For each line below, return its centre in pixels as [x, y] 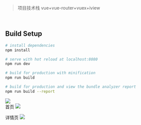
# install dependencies [30, 45]
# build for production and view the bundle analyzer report [71, 87]
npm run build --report [30, 91]
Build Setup [24, 34]
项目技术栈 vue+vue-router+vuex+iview [59, 8]
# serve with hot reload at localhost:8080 [52, 59]
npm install [18, 50]
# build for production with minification [50, 73]
